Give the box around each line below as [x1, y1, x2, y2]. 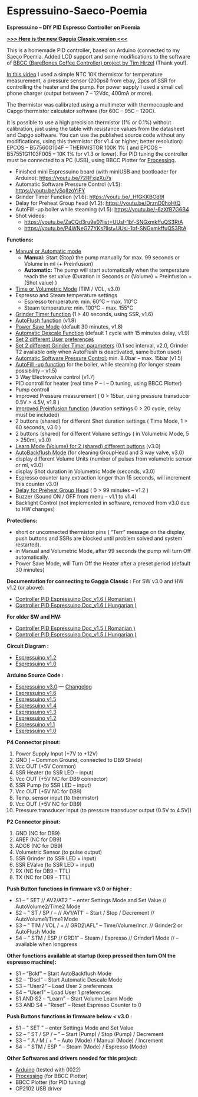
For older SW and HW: [6, 613, 62, 620]
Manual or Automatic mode [15, 247, 81, 255]
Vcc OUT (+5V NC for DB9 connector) [15, 775, 108, 782]
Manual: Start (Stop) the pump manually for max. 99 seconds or [24, 253, 180, 261]
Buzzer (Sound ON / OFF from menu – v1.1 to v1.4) [15, 493, 137, 500]
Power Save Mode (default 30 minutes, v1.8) [15, 323, 123, 330]
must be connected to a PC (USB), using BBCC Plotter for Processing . [6, 156, 176, 163]
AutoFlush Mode [15, 928, 55, 935]
